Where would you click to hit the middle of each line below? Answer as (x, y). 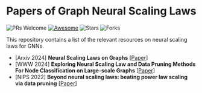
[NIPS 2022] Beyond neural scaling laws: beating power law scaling (101, 77)
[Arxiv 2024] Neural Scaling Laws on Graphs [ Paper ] (81, 57)
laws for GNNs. (25, 46)
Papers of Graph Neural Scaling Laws (101, 11)
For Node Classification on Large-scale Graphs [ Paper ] (85, 70)
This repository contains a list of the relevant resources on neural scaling (97, 39)
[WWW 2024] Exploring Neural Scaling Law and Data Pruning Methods (105, 64)
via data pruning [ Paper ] (46, 83)
